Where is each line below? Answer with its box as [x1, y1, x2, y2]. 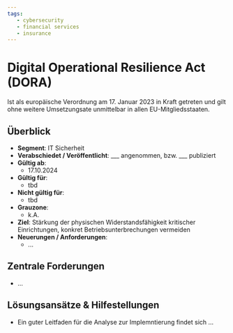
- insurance [16, 29, 52, 37]
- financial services [16, 23, 80, 30]
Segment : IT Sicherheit [17, 144, 85, 152]
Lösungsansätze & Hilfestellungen [7, 299, 160, 311]
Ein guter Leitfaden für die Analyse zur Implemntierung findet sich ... [17, 318, 214, 326]
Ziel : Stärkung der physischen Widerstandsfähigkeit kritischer [17, 218, 196, 226]
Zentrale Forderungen [7, 260, 105, 272]
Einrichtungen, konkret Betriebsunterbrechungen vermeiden [17, 225, 190, 234]
